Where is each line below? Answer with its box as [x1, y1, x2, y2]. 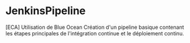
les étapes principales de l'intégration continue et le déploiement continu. [5, 29, 184, 37]
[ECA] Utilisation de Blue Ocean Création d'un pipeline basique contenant [5, 24, 184, 31]
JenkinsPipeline [5, 4, 86, 18]
